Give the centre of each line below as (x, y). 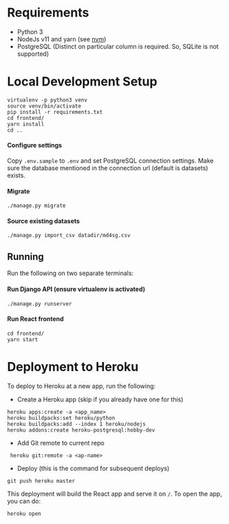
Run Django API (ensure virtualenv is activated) (76, 289)
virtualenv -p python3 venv (47, 100)
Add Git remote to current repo (61, 443)
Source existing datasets (44, 221)
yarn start (23, 339)
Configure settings (35, 145)
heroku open (24, 514)
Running (26, 256)
